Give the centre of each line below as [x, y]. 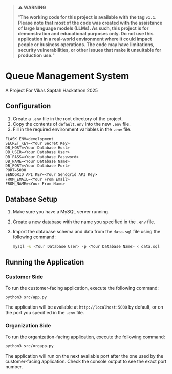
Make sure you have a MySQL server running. [61, 211]
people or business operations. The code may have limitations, [86, 45]
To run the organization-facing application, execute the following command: [85, 337]
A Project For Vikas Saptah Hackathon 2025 [52, 90]
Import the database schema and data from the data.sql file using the [87, 231]
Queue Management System [67, 76]
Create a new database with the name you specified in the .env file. [84, 222]
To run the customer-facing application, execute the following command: [82, 288]
